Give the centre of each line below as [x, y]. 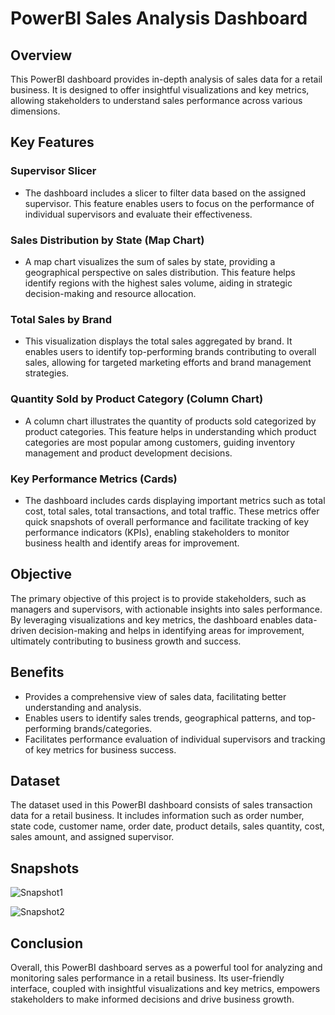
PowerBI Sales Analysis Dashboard [159, 18]
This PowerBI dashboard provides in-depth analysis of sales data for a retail [166, 79]
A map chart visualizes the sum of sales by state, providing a [150, 261]
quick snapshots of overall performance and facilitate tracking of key [167, 521]
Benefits [37, 672]
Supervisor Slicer [53, 171]
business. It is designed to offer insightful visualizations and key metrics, [160, 90]
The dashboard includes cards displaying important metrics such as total [175, 500]
